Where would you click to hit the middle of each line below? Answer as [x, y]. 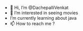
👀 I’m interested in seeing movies [44, 13]
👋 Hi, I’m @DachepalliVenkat [39, 8]
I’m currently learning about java [43, 18]
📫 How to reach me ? [32, 24]
